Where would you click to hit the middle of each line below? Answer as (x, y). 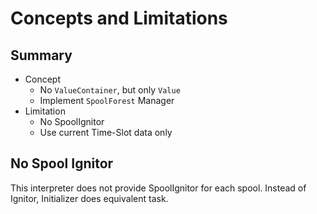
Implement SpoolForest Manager (107, 100)
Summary (41, 55)
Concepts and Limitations (119, 18)
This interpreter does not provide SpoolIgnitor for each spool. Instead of (158, 188)
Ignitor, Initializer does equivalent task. (89, 198)
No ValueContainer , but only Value (110, 90)
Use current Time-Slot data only (106, 132)
